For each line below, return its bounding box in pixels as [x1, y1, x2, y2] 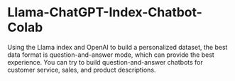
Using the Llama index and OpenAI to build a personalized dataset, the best [7, 43, 228, 51]
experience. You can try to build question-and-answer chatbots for [7, 58, 204, 66]
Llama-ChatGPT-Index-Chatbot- [7, 4, 202, 21]
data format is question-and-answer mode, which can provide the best [7, 50, 214, 59]
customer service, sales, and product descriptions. [7, 65, 156, 74]
